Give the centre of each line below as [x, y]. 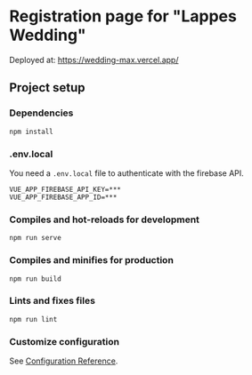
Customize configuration [65, 341]
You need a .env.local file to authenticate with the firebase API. [127, 173]
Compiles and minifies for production [91, 260]
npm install [31, 132]
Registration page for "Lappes [123, 16]
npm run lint [33, 319]
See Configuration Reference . [64, 361]
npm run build [36, 279]
